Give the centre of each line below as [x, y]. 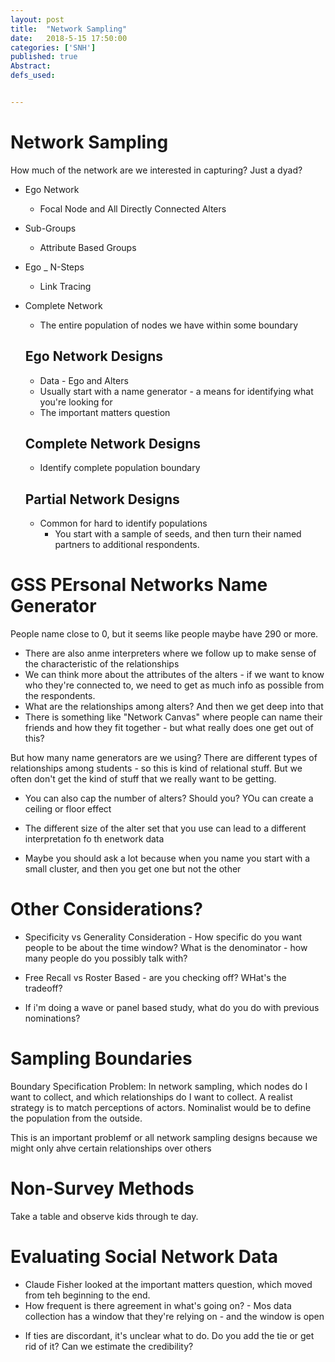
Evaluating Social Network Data [144, 1257]
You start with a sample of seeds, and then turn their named [178, 534]
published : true [44, 57]
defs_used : [33, 76]
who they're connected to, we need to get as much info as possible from [174, 685]
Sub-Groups [50, 228]
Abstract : [31, 66]
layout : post [37, 19]
